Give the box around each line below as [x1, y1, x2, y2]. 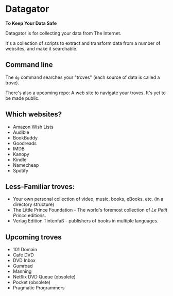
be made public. [5, 95, 40, 101]
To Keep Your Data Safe [5, 20, 57, 26]
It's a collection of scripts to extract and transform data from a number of [5, 40, 161, 46]
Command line [5, 60, 53, 69]
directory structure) [12, 201, 55, 207]
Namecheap [12, 162, 39, 168]
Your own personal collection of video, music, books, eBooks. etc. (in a [12, 196, 164, 202]
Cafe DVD [12, 252, 34, 258]
